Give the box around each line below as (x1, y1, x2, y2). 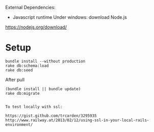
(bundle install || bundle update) (5, 86, 81, 91)
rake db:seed (5, 67, 33, 73)
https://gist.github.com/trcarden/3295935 (5, 113, 97, 118)
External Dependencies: (5, 5, 56, 10)
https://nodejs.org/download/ (5, 24, 67, 30)
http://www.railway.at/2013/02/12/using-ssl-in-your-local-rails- (5, 117, 149, 123)
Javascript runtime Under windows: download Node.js (12, 14, 127, 20)
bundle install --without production (5, 59, 86, 64)
